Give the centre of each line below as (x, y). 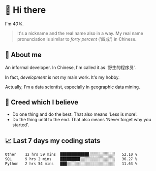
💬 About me (23, 55)
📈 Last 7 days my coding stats (53, 141)
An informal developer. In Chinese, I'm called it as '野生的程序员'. (71, 67)
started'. (21, 125)
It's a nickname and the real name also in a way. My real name (80, 33)
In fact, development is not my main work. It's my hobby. (62, 77)
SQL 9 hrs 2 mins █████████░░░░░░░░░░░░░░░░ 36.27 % (71, 159)
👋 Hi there (25, 10)
